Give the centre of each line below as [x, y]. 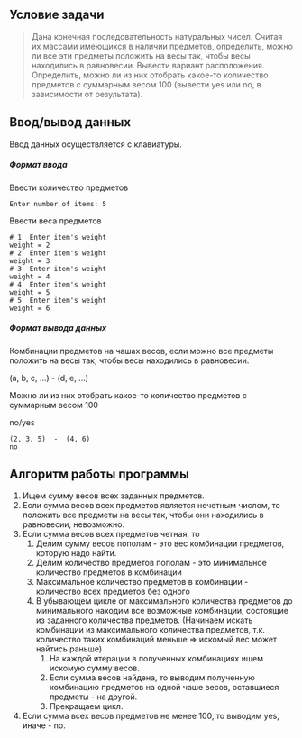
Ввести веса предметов [55, 221]
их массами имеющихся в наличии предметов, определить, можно [162, 46]
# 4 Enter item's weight [58, 284]
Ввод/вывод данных [70, 122]
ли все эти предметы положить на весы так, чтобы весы [141, 55]
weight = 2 [30, 245]
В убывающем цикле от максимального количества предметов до [164, 601]
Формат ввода [38, 165]
